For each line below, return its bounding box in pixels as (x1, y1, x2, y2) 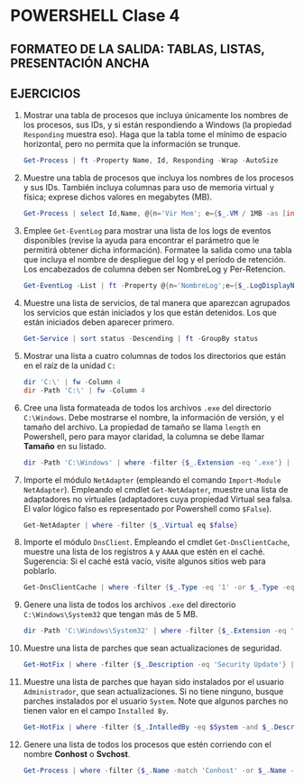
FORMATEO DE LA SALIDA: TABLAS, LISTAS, (10, 42, 265, 57)
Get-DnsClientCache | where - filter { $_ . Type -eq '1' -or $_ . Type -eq (23, 583, 295, 592)
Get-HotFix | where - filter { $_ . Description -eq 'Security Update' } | (23, 660, 295, 669)
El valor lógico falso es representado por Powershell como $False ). (23, 503, 272, 514)
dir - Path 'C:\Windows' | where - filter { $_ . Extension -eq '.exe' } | (23, 457, 291, 467)
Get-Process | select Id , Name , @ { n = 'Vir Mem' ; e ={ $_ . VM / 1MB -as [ (23, 209, 287, 218)
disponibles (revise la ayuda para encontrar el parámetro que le (23, 235, 260, 246)
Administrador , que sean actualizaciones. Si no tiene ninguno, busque (23, 687, 284, 697)
